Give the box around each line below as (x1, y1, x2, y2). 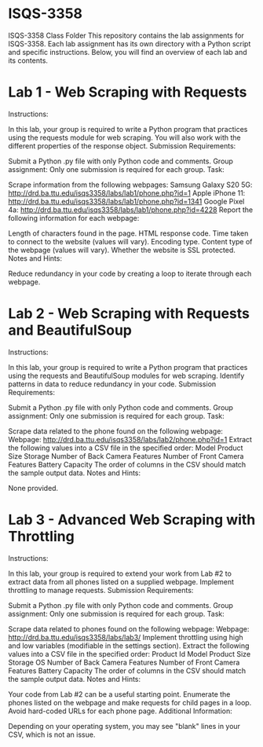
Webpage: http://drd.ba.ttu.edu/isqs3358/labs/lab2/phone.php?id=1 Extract (8, 434, 253, 444)
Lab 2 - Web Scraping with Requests (8, 305, 250, 323)
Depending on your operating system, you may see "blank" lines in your (8, 721, 241, 731)
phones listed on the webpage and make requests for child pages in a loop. (8, 698, 252, 707)
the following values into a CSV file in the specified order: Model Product (8, 443, 243, 452)
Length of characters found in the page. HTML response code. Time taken (8, 229, 249, 238)
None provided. (8, 483, 59, 493)
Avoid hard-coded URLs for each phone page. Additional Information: (8, 706, 233, 716)
